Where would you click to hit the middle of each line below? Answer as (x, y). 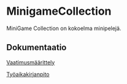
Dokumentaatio (37, 48)
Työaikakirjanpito (28, 74)
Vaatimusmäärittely (31, 62)
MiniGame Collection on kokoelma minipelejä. (64, 28)
